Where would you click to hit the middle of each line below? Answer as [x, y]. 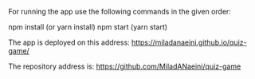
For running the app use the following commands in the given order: [120, 12]
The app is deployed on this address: [69, 42]
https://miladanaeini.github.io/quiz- [189, 42]
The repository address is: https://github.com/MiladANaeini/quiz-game [125, 66]
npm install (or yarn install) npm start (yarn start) [88, 27]
